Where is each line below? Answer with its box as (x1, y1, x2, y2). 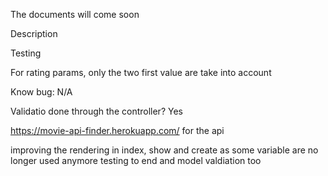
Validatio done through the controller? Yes (10, 105, 183, 117)
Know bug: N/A (10, 86, 73, 98)
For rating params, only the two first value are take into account (10, 67, 272, 78)
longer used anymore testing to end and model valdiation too (10, 155, 262, 166)
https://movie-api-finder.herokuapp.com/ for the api (10, 125, 225, 136)
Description (10, 28, 58, 39)
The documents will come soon (10, 9, 140, 20)
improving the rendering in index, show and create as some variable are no (10, 144, 319, 156)
